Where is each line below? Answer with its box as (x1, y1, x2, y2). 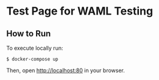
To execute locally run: (6, 44, 63, 52)
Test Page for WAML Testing (6, 4, 154, 18)
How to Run (6, 28, 51, 39)
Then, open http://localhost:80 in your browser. (6, 67, 125, 74)
